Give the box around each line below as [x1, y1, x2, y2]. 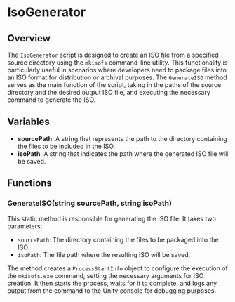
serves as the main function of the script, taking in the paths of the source [7, 81, 222, 88]
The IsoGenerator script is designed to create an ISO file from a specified [7, 51, 219, 59]
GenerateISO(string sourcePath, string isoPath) [7, 198, 172, 208]
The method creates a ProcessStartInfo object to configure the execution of [7, 264, 228, 273]
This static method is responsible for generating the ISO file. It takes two [7, 214, 216, 223]
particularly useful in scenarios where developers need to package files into [7, 66, 227, 74]
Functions [7, 177, 53, 190]
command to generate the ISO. [7, 96, 96, 104]
